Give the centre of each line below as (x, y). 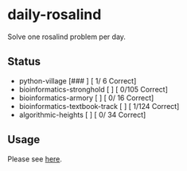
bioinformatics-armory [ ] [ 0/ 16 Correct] (86, 98)
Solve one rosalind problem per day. (67, 37)
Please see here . (35, 159)
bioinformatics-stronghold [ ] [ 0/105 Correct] (93, 89)
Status (24, 62)
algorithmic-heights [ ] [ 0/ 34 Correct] (82, 115)
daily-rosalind (55, 15)
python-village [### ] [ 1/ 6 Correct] (78, 80)
